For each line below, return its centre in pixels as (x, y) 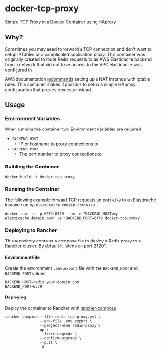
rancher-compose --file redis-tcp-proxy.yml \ (53, 317)
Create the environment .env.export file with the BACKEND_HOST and (72, 268)
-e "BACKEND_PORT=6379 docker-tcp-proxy (98, 218)
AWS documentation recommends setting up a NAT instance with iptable (78, 79)
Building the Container (32, 167)
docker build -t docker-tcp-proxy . (42, 177)
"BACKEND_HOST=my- (102, 214)
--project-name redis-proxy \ (70, 325)
